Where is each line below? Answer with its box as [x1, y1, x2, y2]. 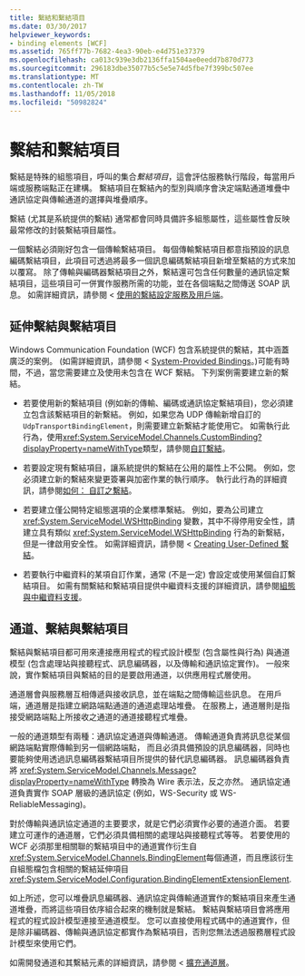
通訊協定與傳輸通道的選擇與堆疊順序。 [9, 194, 152, 205]
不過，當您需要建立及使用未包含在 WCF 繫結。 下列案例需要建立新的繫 [25, 367, 290, 378]
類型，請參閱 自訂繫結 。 [142, 443, 231, 454]
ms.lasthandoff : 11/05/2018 [9, 89, 116, 98]
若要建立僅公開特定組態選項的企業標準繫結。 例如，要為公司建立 [22, 505, 264, 516]
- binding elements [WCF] [9, 38, 107, 48]
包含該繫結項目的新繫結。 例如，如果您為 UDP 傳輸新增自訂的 [30, 409, 261, 420]
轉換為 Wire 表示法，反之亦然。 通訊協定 [131, 775, 283, 786]
